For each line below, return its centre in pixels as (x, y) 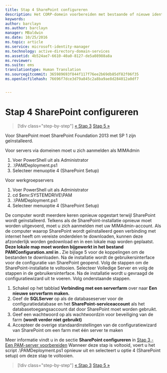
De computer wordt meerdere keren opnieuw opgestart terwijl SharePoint (80, 215)
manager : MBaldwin (24, 33)
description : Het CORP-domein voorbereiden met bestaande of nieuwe (78, 14)
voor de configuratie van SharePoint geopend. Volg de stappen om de (77, 262)
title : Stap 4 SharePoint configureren (46, 10)
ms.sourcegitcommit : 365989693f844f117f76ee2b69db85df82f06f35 (72, 74)
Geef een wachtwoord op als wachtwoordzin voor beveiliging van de (83, 314)
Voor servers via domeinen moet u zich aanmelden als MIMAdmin (73, 150)
